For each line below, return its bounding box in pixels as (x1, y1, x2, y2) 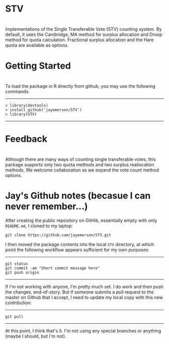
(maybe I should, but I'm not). (5, 333, 66, 339)
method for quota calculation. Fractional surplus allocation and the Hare (5, 37, 154, 43)
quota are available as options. (5, 42, 69, 48)
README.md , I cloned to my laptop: (5, 223, 73, 229)
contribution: (5, 300, 32, 306)
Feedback (5, 133, 48, 144)
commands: (5, 88, 30, 94)
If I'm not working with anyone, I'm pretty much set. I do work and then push (5, 283, 163, 290)
